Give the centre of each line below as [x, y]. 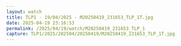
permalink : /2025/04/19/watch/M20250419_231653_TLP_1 [76, 28]
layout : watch [24, 12]
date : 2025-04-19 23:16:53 [40, 23]
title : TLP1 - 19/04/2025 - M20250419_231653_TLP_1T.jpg [80, 17]
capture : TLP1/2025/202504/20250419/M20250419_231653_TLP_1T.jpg [90, 34]
